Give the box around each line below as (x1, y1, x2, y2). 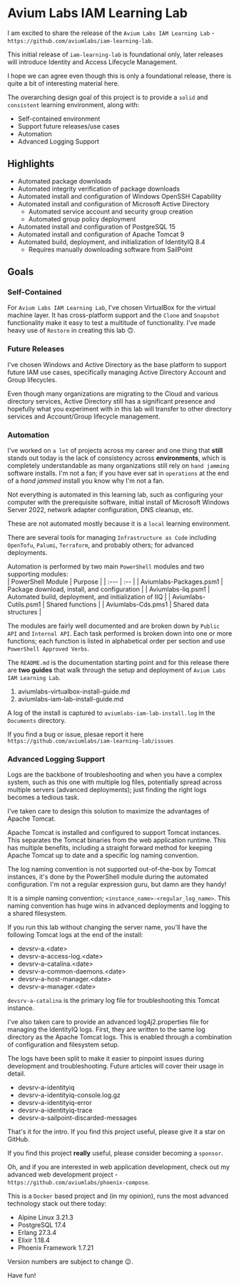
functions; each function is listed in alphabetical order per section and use (7, 637, 226, 646)
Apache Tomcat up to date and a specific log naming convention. (7, 851, 199, 860)
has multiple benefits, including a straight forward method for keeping (7, 844, 213, 852)
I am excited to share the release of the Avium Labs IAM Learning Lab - (7, 29, 215, 37)
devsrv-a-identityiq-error (17, 1099, 92, 1107)
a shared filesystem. (7, 909, 67, 918)
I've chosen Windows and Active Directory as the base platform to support (7, 360, 227, 369)
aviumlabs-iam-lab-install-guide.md (17, 695, 123, 704)
